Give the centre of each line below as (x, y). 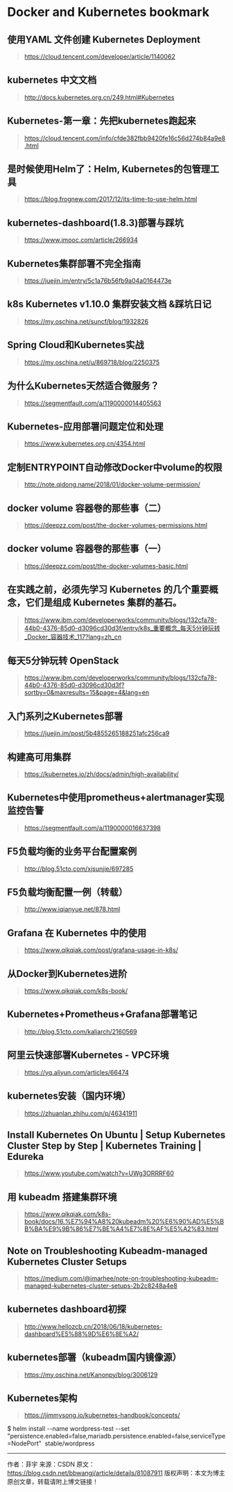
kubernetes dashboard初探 (67, 1310)
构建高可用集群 (39, 757)
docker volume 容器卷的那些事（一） (87, 549)
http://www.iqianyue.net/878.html (72, 909)
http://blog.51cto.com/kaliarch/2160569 (80, 1031)
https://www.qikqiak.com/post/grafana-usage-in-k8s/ (101, 950)
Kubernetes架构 (42, 1398)
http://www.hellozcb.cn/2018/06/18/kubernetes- (93, 1326)
